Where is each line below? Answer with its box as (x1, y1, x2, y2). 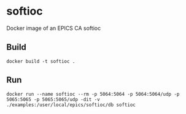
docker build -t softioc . (6, 58, 76, 65)
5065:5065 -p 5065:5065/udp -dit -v (6, 96, 100, 102)
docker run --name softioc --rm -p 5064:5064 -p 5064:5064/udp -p (6, 91, 180, 97)
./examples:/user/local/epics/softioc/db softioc (6, 102, 136, 108)
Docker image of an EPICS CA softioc (6, 24, 101, 32)
